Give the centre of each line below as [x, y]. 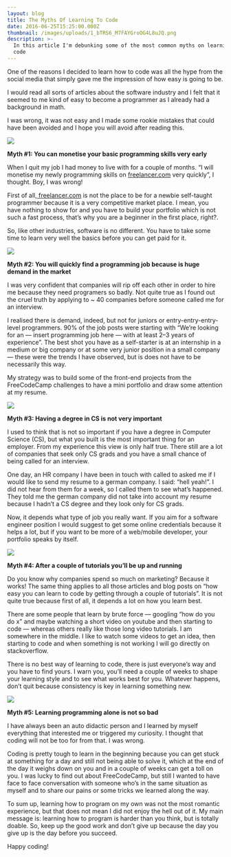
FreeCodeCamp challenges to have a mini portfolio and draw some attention [115, 385]
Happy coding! [28, 846]
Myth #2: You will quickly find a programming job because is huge [103, 264]
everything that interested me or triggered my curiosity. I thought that [105, 733]
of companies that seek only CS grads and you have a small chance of [107, 454]
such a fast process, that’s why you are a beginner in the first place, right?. [113, 217]
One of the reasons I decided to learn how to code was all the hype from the [115, 71]
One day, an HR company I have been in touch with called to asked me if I [111, 474]
